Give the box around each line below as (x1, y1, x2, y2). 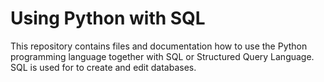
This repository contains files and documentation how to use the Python (10, 40, 308, 52)
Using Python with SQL (10, 7, 206, 30)
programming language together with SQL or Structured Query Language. (10, 50, 315, 62)
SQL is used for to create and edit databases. (10, 61, 197, 73)
